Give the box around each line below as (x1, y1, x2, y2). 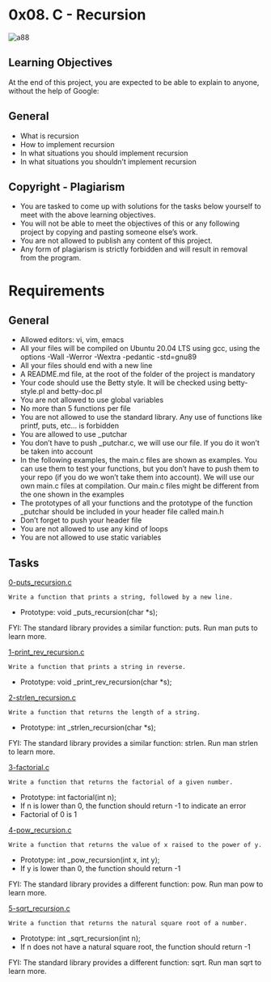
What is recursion (19, 131, 79, 141)
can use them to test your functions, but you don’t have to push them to (19, 463, 260, 474)
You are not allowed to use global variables (19, 395, 164, 405)
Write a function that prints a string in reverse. (8, 663, 186, 671)
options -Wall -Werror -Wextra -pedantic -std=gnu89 (19, 352, 197, 362)
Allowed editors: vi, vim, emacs (19, 335, 125, 345)
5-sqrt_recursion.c (8, 904, 70, 913)
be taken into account (19, 447, 93, 456)
